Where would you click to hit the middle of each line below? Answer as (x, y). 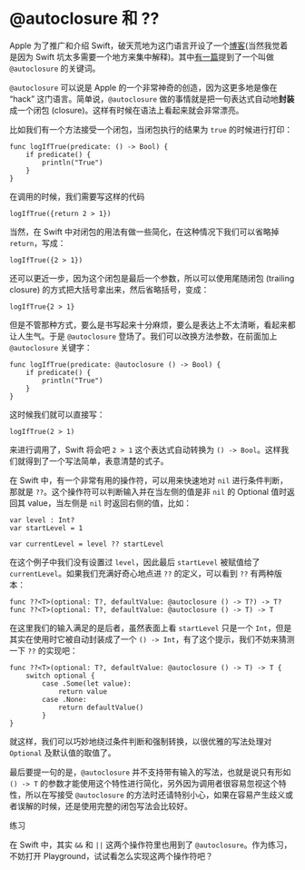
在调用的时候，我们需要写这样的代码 (77, 196)
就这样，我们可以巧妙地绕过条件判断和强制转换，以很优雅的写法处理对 (141, 741)
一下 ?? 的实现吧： (44, 650)
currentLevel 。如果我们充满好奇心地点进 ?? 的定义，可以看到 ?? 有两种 (142, 573)
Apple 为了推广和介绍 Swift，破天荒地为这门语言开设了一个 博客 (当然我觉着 (149, 45)
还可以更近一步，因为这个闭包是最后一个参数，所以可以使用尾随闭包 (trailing (152, 278)
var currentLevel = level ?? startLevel (87, 544)
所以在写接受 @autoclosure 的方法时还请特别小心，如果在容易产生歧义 (155, 795)
